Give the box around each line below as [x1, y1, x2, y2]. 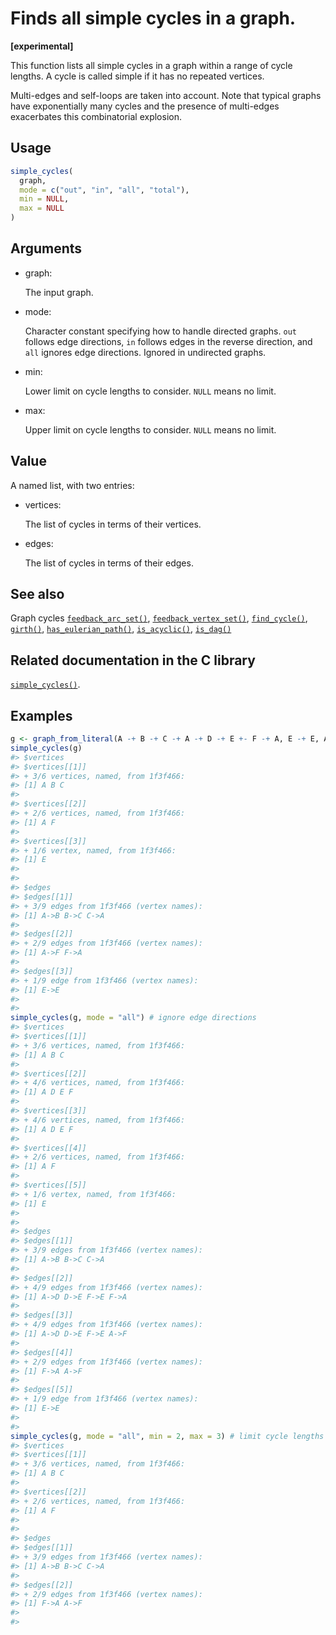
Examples [10, 707, 73, 724]
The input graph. [24, 286, 94, 298]
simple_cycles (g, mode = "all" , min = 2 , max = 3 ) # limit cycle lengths [10, 1431, 325, 1441]
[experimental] [10, 40, 74, 52]
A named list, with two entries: [10, 479, 135, 491]
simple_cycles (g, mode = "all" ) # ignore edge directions [10, 1013, 257, 1023]
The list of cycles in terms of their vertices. [24, 518, 202, 530]
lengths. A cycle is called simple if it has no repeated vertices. [10, 70, 265, 82]
